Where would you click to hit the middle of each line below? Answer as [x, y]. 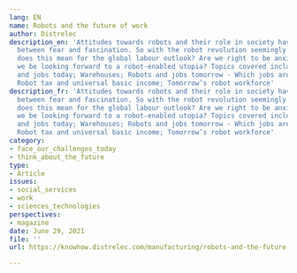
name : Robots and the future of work [79, 26]
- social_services [43, 190]
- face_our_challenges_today [63, 148]
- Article [27, 173]
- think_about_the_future [57, 157]
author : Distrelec [43, 34]
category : [27, 140]
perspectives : [35, 214]
